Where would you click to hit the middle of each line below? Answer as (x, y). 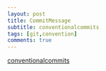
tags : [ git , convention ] (42, 34)
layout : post (26, 14)
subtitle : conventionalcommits (53, 27)
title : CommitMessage (39, 21)
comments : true (30, 40)
